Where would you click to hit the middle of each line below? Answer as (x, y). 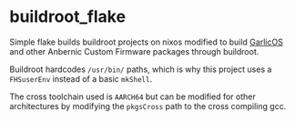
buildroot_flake (67, 17)
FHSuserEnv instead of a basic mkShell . (81, 78)
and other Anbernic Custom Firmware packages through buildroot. (134, 51)
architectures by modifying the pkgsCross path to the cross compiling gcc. (148, 106)
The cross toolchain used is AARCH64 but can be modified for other (133, 96)
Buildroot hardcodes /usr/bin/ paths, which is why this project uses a (141, 69)
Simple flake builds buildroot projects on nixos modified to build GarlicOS (147, 42)
